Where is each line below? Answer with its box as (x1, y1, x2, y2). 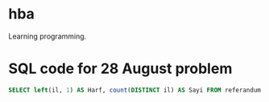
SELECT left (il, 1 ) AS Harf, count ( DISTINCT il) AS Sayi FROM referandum (8, 86, 262, 94)
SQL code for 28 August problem (8, 59, 233, 78)
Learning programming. (8, 31, 87, 41)
